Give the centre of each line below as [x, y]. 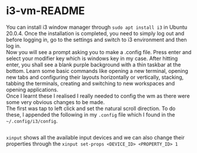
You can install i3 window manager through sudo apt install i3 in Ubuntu [97, 27]
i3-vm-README [46, 11]
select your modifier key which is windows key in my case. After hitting [92, 58]
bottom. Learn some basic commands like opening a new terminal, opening [97, 71]
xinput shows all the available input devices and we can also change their [96, 137]
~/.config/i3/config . [32, 121]
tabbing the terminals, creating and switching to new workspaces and [91, 83]
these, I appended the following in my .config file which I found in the [91, 114]
